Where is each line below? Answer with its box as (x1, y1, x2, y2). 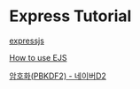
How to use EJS (9, 52, 67, 63)
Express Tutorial (9, 6, 132, 26)
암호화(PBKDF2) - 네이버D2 (9, 70, 106, 81)
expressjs (9, 35, 44, 46)
